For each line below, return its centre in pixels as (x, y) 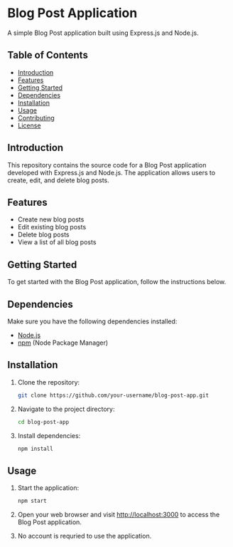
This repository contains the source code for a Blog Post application (107, 165)
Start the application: (48, 488)
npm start (32, 501)
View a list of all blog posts (57, 242)
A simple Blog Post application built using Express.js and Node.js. (103, 33)
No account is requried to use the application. (85, 536)
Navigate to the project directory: (66, 409)
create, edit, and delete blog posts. (59, 180)
